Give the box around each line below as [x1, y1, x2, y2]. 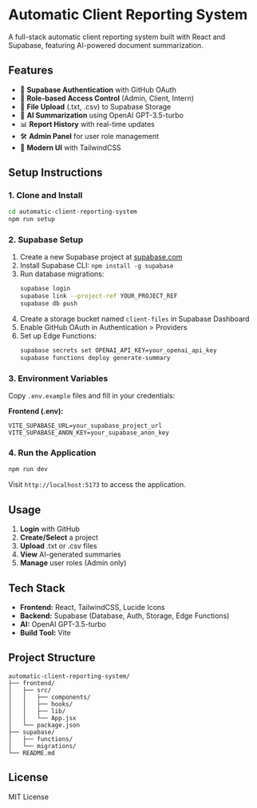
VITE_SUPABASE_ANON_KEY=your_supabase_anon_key [8, 429, 170, 437]
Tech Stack [8, 581, 65, 595]
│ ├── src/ [8, 686, 52, 694]
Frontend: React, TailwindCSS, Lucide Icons [19, 602, 165, 612]
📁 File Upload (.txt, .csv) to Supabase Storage [19, 101, 172, 111]
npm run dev [8, 465, 48, 473]
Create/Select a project [19, 533, 98, 542]
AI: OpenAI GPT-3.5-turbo [19, 619, 106, 628]
